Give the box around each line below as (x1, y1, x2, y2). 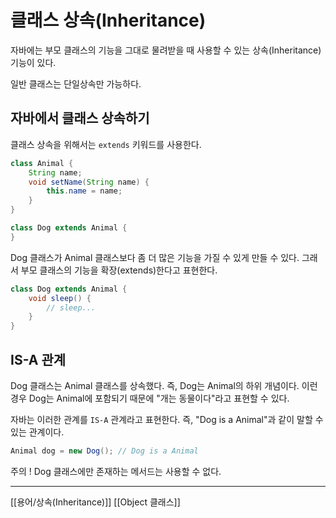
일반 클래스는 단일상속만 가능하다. (10, 77, 142, 90)
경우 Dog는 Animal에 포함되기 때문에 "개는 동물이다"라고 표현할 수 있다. (10, 392, 290, 404)
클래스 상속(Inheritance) (10, 9, 207, 32)
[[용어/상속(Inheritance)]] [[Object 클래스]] (10, 496, 181, 508)
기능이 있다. (10, 56, 57, 68)
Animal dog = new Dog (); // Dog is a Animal (10, 446, 199, 456)
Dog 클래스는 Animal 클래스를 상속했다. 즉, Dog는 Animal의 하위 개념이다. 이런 (10, 379, 318, 391)
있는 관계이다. (10, 426, 65, 438)
